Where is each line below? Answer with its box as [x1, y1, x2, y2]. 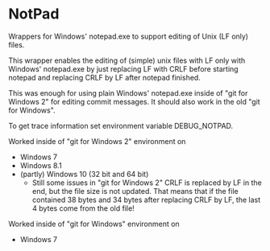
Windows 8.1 [19, 160, 62, 170]
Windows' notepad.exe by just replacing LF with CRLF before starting [8, 64, 239, 73]
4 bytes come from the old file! [31, 203, 135, 213]
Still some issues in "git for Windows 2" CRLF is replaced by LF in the [31, 178, 262, 187]
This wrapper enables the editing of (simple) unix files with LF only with [8, 56, 246, 65]
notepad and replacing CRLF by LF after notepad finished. [8, 72, 201, 82]
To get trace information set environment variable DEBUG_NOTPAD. [8, 121, 234, 130]
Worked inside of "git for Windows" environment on [8, 219, 180, 228]
